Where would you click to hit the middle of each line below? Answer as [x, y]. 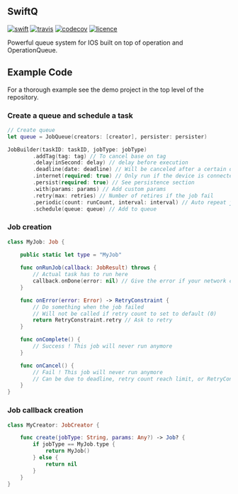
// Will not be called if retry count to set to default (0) [125, 314]
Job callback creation [45, 410]
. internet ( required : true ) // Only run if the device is [118, 176]
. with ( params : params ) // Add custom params [100, 189]
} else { [46, 458]
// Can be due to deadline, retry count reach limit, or [118, 379]
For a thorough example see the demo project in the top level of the [106, 89]
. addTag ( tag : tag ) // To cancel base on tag [100, 156]
